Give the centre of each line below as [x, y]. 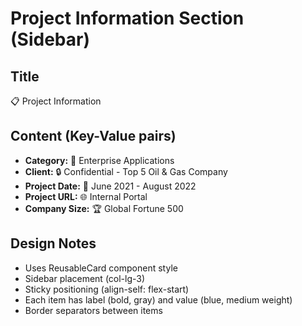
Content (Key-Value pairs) [93, 136]
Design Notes [53, 243]
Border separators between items [93, 310]
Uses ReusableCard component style [101, 268]
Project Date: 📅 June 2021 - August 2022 [110, 186]
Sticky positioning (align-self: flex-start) [107, 289]
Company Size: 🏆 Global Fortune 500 [104, 208]
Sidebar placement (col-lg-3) [85, 278]
